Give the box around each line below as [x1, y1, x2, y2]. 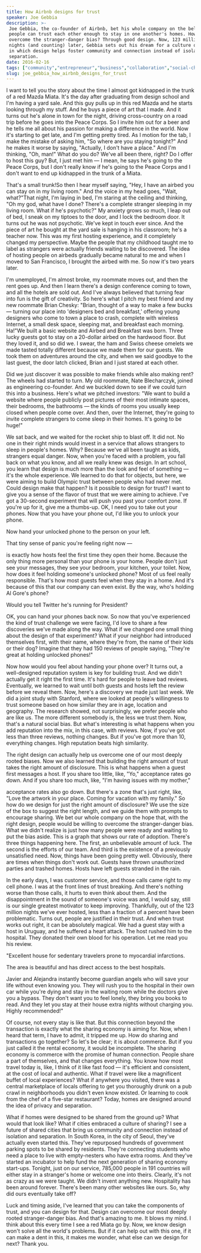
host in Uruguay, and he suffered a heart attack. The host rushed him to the [6, 928, 193, 935]
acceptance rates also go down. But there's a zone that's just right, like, [6, 788, 183, 796]
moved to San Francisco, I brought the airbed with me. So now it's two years [6, 258, 194, 265]
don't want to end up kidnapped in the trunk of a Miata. [6, 169, 142, 177]
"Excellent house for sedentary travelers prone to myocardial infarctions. [6, 952, 185, 959]
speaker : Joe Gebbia [6, 14, 58, 20]
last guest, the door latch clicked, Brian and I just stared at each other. [6, 359, 179, 367]
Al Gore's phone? [6, 590, 49, 597]
